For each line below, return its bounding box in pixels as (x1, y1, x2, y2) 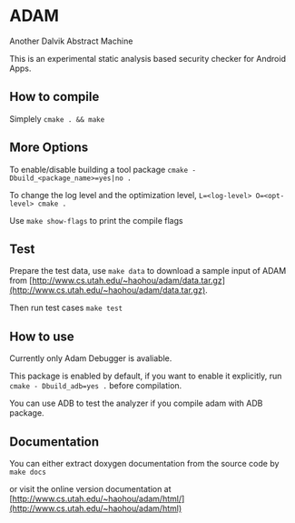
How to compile (9, 89, 100, 105)
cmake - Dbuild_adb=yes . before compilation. (9, 380, 182, 391)
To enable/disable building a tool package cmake (9, 164, 189, 175)
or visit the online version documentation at (9, 484, 172, 494)
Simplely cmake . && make (9, 113, 105, 124)
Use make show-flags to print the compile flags (9, 215, 183, 226)
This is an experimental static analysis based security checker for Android (9, 53, 286, 64)
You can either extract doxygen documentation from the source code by (9, 458, 280, 468)
